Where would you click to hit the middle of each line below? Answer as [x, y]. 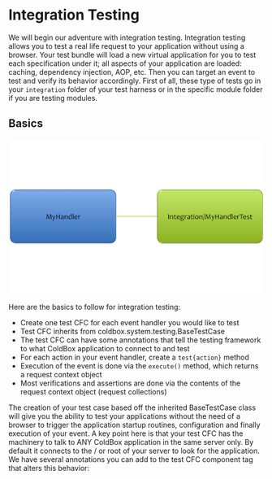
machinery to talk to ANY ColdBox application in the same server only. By [131, 442]
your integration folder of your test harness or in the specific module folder [136, 89]
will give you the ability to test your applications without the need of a [125, 416]
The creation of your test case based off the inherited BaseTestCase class [132, 407]
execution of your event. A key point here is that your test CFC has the [126, 433]
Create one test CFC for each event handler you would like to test [130, 322]
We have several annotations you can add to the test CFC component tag [131, 459]
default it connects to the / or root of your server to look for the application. [134, 451]
